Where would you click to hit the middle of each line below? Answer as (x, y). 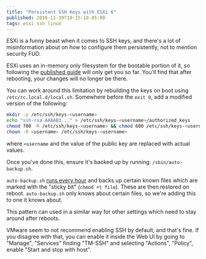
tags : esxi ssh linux (34, 23)
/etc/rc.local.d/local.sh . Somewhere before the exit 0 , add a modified (99, 97)
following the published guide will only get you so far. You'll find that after (99, 72)
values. (15, 150)
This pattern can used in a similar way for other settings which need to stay (101, 211)
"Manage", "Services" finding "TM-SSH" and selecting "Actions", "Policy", (100, 243)
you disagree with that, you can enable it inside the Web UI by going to (96, 236)
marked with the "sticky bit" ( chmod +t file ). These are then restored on (98, 187)
